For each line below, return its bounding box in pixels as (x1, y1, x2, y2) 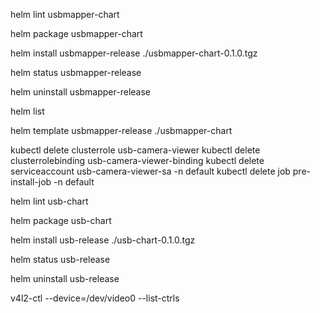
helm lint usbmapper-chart (10, 9, 120, 20)
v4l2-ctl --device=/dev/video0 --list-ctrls (10, 292, 180, 304)
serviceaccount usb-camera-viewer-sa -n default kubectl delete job (10, 165, 291, 177)
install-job (10, 176, 52, 188)
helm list (10, 105, 45, 117)
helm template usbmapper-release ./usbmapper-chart (10, 125, 233, 136)
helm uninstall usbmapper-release (10, 86, 151, 98)
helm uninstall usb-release (10, 273, 120, 284)
